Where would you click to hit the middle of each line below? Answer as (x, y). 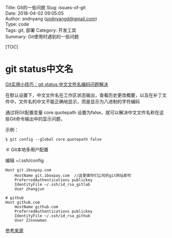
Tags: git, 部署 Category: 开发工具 (41, 30)
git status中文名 (39, 69)
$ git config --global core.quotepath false (53, 139)
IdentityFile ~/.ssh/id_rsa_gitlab (52, 184)
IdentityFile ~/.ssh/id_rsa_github (52, 216)
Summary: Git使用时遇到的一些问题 (42, 37)
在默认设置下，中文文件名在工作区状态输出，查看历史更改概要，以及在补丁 (84, 95)
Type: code (17, 24)
